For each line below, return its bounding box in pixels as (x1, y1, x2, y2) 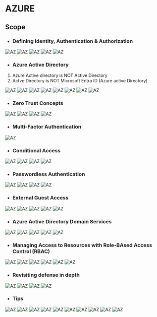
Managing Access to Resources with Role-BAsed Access (12, 242, 153, 249)
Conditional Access (12, 147, 61, 154)
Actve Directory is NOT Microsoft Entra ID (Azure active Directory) (12, 78, 148, 84)
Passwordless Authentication (12, 171, 85, 178)
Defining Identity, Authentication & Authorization (12, 38, 133, 45)
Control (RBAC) (12, 248, 51, 254)
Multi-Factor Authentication (12, 124, 82, 130)
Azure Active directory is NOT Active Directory (12, 72, 107, 78)
